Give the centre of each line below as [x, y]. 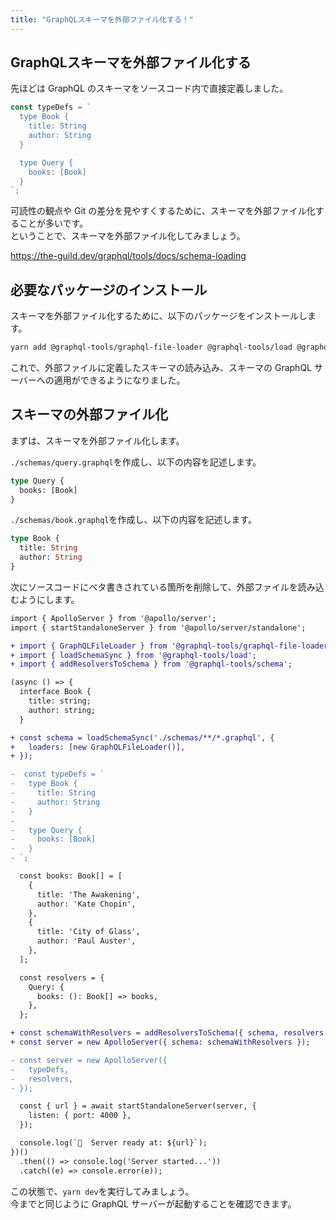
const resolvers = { [62, 977]
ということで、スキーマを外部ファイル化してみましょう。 [128, 236]
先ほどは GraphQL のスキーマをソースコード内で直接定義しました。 [149, 88]
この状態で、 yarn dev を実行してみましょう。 [102, 1191]
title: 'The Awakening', [88, 894]
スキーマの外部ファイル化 [89, 414]
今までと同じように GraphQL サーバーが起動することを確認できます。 [153, 1203]
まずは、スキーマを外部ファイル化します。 [97, 440]
